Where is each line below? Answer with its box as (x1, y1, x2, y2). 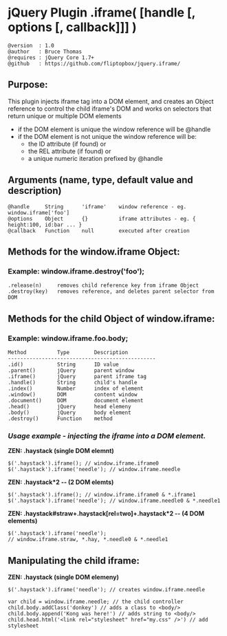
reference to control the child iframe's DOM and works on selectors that (8, 105, 212, 113)
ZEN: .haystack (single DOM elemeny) (8, 573, 119, 582)
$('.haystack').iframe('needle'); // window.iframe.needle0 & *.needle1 (8, 497, 221, 505)
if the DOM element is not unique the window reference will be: (17, 132, 197, 140)
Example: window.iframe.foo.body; (8, 333, 129, 343)
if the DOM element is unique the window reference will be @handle (17, 125, 211, 133)
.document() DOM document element (8, 397, 144, 404)
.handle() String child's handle (8, 379, 138, 386)
